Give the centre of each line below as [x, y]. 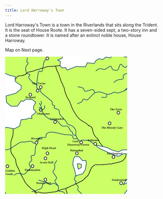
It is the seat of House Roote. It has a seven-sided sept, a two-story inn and [81, 30]
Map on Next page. [24, 50]
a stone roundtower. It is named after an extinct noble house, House [73, 35]
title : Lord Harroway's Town [35, 10]
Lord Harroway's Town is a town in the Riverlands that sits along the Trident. [82, 25]
